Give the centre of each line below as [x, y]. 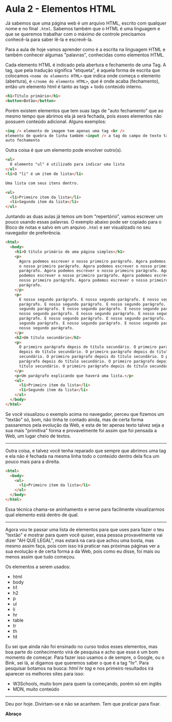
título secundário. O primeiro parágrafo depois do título [83, 366]
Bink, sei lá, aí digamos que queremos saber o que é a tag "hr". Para [77, 663]
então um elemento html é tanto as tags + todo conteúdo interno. [74, 86]
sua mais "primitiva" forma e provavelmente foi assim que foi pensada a [81, 430]
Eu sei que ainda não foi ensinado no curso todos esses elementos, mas [81, 646]
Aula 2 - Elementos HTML [61, 9]
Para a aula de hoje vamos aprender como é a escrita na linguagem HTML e [85, 49]
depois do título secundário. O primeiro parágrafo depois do [87, 352]
